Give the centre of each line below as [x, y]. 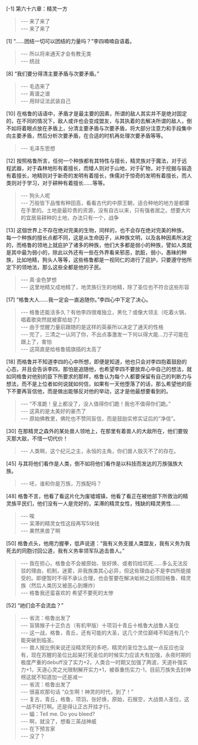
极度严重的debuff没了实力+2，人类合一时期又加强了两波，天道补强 [101, 662]
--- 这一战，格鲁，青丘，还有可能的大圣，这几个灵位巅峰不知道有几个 [105, 633]
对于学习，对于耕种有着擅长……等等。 [62, 183]
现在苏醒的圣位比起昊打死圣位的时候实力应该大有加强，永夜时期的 [111, 655]
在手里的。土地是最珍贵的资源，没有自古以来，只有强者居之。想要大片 [106, 210]
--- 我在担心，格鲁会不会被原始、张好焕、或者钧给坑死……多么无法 [102, 563]
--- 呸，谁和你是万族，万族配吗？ [61, 484]
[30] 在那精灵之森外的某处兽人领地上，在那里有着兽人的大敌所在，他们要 [95, 431]
